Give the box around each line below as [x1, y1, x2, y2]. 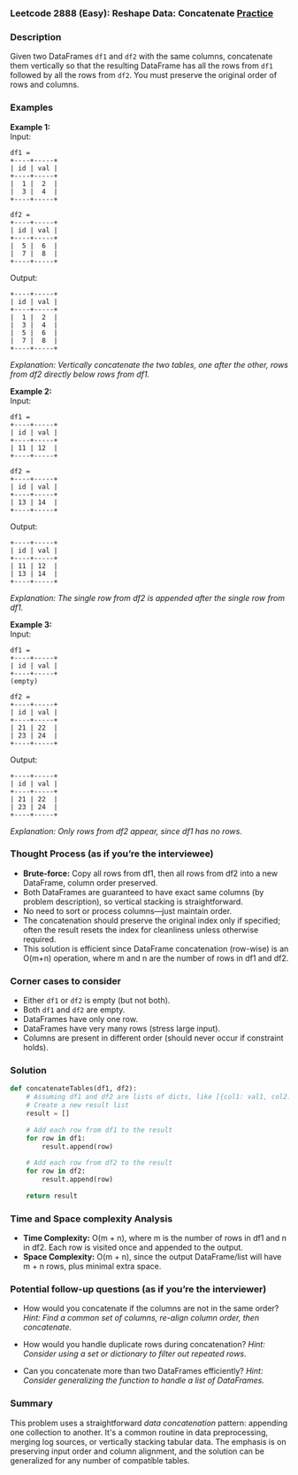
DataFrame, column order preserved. [22, 877, 158, 888]
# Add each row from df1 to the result [26, 1125, 173, 1135]
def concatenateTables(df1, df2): [10, 1084, 138, 1093]
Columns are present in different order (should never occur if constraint [22, 1033, 284, 1043]
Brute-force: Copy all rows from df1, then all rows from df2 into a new [22, 868, 278, 878]
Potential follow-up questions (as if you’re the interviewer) [10, 1283, 267, 1295]
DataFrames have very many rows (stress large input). [22, 1023, 220, 1034]
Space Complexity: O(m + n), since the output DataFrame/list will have [22, 1251, 282, 1261]
